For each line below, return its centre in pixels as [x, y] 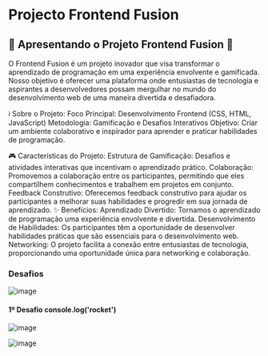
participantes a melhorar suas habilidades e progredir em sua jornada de [128, 201]
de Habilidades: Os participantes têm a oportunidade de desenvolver [122, 227]
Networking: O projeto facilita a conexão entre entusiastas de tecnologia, [128, 245]
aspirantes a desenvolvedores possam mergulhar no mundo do [112, 89]
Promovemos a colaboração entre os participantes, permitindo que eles [126, 176]
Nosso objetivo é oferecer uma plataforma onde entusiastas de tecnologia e [134, 81]
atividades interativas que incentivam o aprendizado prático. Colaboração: [131, 167]
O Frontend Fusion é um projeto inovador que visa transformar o [114, 63]
